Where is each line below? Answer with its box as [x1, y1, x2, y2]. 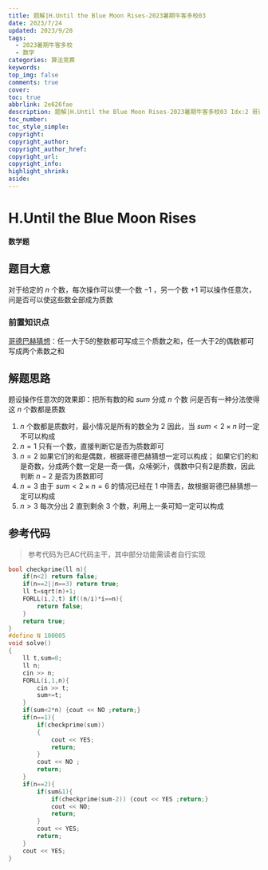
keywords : [8, 64, 41, 72]
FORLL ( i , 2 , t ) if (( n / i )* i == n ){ [22, 595, 124, 603]
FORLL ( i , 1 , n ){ [22, 676, 69, 684]
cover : [8, 85, 30, 94]
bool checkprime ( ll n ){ [8, 565, 88, 573]
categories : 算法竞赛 [8, 57, 76, 65]
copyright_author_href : [8, 145, 88, 153]
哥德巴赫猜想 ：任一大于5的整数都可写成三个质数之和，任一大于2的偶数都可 [8, 336, 254, 345]
